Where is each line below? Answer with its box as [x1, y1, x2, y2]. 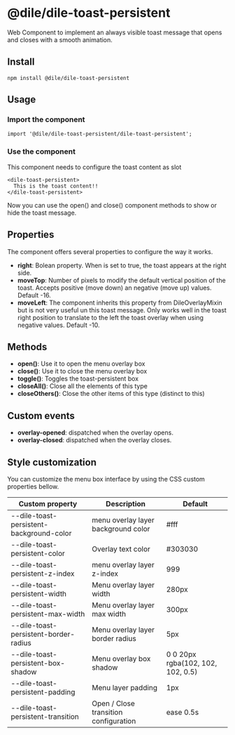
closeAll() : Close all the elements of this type [17, 382, 148, 390]
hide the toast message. [7, 208, 77, 217]
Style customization [7, 456, 97, 468]
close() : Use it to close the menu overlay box [17, 367, 148, 376]
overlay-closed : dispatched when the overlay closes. [17, 436, 172, 444]
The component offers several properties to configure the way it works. [7, 247, 213, 256]
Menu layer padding [92, 682, 158, 692]
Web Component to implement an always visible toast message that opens [7, 28, 222, 37]
